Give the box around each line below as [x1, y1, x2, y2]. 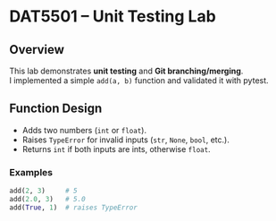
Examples [9, 166, 54, 178]
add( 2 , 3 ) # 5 [9, 186, 78, 196]
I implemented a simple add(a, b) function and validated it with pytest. [9, 75, 270, 86]
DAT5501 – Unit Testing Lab [9, 6, 216, 27]
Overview [9, 42, 65, 57]
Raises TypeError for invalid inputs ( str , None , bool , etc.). [21, 134, 230, 145]
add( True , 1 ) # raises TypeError [9, 203, 138, 212]
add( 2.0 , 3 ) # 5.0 [9, 194, 87, 203]
